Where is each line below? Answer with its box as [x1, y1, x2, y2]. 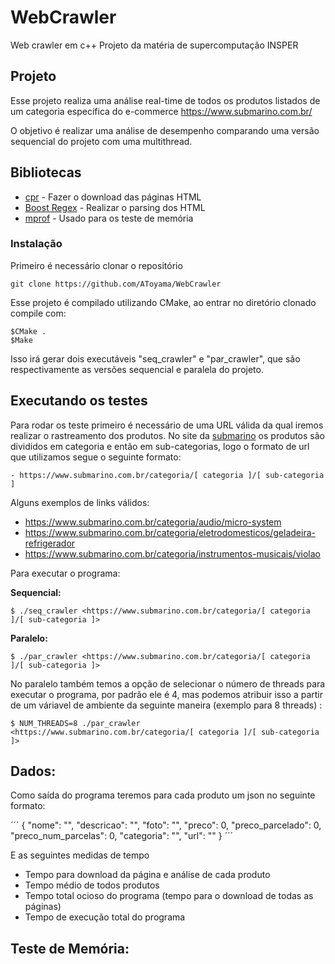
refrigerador [24, 537, 76, 549]
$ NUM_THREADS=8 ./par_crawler [10, 718, 141, 728]
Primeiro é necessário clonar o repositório [10, 259, 183, 271]
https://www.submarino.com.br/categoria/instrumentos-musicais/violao [24, 547, 321, 560]
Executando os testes [10, 392, 148, 410]
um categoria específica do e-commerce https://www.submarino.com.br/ [10, 105, 313, 117]
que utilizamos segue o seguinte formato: [10, 451, 182, 463]
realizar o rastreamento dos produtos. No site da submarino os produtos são [10, 429, 325, 441]
